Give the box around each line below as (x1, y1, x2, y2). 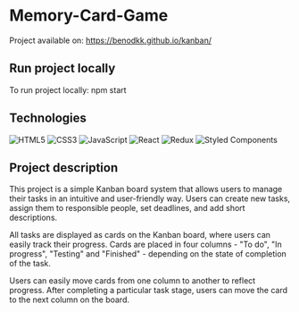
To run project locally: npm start (9, 84, 127, 95)
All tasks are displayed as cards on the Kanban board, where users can (9, 230, 270, 240)
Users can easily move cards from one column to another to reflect (9, 275, 256, 286)
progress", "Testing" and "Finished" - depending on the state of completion (9, 249, 287, 259)
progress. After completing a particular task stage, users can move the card (9, 285, 288, 296)
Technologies (9, 111, 87, 126)
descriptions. (9, 212, 58, 223)
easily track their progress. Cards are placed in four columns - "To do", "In (9, 239, 283, 250)
